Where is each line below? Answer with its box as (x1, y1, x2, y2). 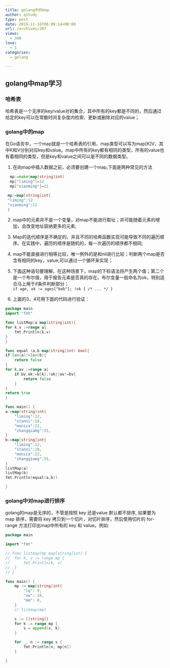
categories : (5, 50, 30, 55)
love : (5, 41, 17, 46)
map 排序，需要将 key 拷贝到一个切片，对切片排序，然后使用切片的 (5, 516, 146, 522)
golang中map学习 (5, 79, 62, 88)
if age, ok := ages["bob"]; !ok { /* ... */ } (12, 287, 113, 292)
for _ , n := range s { (14, 640, 62, 645)
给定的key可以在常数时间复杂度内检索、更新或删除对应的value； (5, 115, 140, 121)
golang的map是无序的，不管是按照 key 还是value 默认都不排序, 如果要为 (5, 510, 156, 516)
